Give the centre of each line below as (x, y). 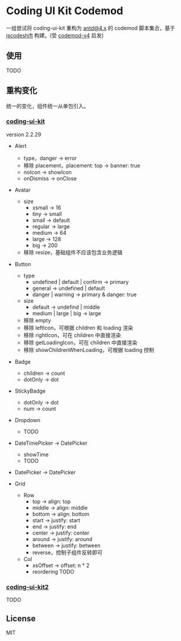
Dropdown (27, 420)
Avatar (22, 190)
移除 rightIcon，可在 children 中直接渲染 (72, 335)
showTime (36, 454)
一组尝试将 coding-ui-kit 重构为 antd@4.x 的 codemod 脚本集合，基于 (91, 28)
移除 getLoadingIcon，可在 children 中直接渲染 (80, 342)
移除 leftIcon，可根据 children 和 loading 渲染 (78, 328)
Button (23, 264)
